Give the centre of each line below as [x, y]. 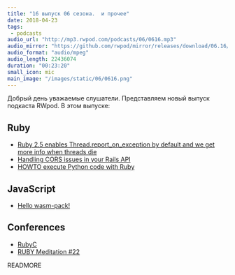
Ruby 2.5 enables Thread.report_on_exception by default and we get [116, 144]
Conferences [36, 228]
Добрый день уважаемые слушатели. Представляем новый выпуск [108, 98]
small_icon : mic [31, 72]
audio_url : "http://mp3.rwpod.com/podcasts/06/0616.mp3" [92, 40]
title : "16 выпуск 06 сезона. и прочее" [69, 14]
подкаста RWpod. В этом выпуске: [59, 106]
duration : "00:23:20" [39, 66]
